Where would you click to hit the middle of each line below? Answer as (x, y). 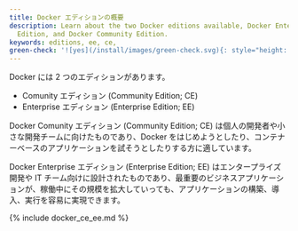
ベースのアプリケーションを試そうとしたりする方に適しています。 (137, 148)
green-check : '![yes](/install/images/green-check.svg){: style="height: (149, 51)
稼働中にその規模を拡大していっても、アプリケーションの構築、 (156, 189)
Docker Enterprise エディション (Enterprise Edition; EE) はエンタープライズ (145, 167)
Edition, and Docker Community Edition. (93, 34)
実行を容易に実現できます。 (75, 200)
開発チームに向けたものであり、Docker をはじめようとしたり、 (139, 137)
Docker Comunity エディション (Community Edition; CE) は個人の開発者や (143, 126)
